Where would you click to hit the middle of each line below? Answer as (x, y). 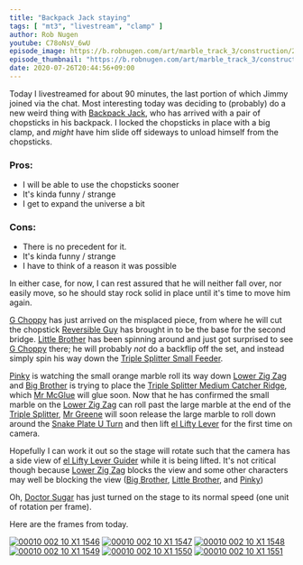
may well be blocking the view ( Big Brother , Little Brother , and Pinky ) (137, 480)
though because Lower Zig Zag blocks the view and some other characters (149, 470)
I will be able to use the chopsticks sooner (101, 185)
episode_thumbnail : (46, 60)
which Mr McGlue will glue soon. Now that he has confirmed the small (139, 395)
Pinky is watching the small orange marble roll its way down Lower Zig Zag (148, 376)
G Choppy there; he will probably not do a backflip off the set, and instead (147, 349)
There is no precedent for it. (74, 247)
